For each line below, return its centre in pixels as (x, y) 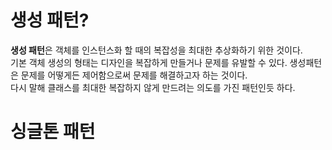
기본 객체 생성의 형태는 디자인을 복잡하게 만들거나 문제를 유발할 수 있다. (149, 62)
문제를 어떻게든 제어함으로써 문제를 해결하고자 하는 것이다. (134, 75)
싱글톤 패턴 (53, 132)
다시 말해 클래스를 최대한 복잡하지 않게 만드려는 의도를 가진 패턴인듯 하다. (153, 87)
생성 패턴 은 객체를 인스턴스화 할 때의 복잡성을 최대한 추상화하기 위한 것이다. (156, 50)
